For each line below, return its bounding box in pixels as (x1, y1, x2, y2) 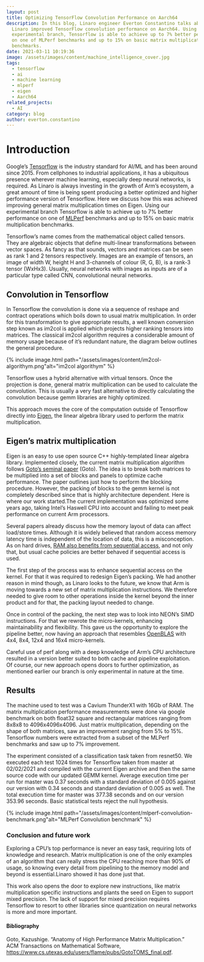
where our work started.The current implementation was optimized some (6, 497, 189, 505)
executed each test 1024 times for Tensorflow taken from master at (6, 759, 175, 766)
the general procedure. (6, 345, 64, 351)
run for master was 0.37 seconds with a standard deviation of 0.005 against (6, 778, 196, 785)
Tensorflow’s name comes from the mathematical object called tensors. (6, 233, 185, 240)
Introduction (6, 142, 70, 156)
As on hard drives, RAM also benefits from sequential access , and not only (6, 541, 193, 549)
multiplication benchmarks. (6, 221, 75, 228)
